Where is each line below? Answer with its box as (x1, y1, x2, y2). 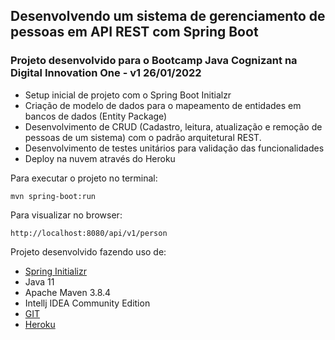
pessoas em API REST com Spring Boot (10, 24, 259, 41)
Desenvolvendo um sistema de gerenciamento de (10, 8, 326, 25)
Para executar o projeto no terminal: (10, 172, 158, 184)
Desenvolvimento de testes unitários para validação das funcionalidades (24, 142, 325, 154)
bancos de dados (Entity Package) (24, 110, 168, 122)
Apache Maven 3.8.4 (24, 286, 112, 298)
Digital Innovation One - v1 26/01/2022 (10, 66, 202, 80)
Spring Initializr (24, 265, 87, 277)
